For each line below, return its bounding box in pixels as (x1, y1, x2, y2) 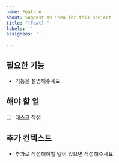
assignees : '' (6, 31, 42, 37)
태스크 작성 (14, 114, 41, 121)
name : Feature (6, 8, 42, 15)
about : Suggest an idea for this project (6, 14, 112, 20)
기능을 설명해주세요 (14, 77, 61, 84)
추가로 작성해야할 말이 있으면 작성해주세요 (14, 150, 114, 157)
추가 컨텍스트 (6, 133, 52, 143)
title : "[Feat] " (6, 20, 50, 26)
